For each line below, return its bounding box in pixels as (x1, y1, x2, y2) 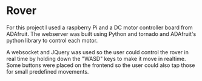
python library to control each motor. (6, 37, 98, 44)
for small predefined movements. (6, 68, 89, 75)
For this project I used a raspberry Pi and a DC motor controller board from (6, 24, 193, 31)
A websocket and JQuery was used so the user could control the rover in (6, 48, 189, 55)
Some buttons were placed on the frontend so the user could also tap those (6, 62, 195, 69)
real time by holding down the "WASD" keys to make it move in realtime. (6, 55, 186, 62)
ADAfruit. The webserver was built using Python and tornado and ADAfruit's (6, 30, 197, 37)
